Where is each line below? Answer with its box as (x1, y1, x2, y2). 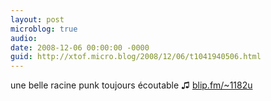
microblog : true (10, 24, 78, 34)
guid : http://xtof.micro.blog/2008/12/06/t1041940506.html (10, 52, 262, 62)
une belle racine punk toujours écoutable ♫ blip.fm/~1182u (10, 79, 253, 91)
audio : (10, 33, 38, 43)
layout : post (10, 14, 65, 25)
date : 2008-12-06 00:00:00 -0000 (10, 42, 150, 53)
